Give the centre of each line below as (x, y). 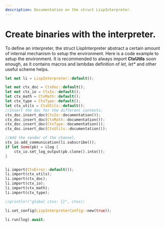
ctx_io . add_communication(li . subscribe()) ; (51, 143)
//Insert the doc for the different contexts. (54, 110)
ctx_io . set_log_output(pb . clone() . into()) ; (60, 151)
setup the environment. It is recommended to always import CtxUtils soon (81, 59)
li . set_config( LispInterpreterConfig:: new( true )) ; (58, 211)
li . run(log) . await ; (25, 220)
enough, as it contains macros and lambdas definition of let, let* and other (81, 64)
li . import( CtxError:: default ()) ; (40, 169)
